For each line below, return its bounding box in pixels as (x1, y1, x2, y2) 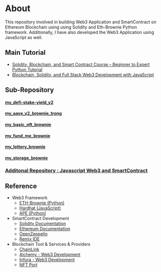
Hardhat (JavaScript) (19, 205, 61, 211)
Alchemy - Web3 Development (19, 252, 81, 257)
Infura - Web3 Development (19, 257, 75, 263)
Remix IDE (19, 236, 40, 242)
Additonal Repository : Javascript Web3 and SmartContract (5, 167, 148, 174)
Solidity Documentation (19, 221, 66, 226)
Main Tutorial (5, 49, 46, 57)
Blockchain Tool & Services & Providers (12, 241, 90, 247)
